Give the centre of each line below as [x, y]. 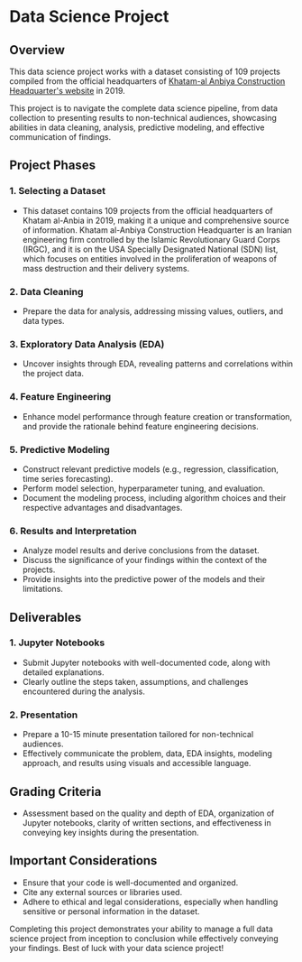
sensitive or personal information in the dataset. [111, 911]
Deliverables [46, 617]
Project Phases [53, 166]
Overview [37, 50]
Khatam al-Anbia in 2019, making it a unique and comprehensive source [156, 220]
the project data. [53, 374]
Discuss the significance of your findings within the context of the [145, 560]
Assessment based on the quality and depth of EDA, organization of [148, 813]
